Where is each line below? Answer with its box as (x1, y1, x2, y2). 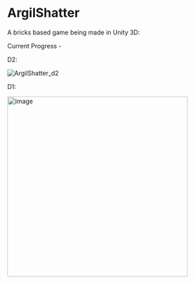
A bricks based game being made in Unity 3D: (7, 28, 140, 36)
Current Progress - (7, 41, 62, 50)
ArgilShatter (7, 5, 80, 21)
